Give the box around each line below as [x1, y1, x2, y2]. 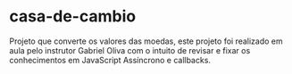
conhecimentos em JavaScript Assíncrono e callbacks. [9, 54, 212, 65]
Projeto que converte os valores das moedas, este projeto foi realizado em [9, 36, 283, 46]
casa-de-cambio [9, 6, 137, 27]
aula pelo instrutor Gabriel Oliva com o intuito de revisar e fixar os [9, 45, 251, 55]
